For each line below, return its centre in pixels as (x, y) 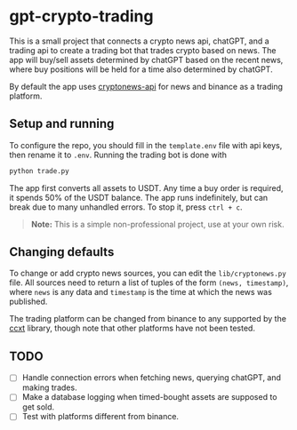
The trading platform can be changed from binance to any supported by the (148, 319)
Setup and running (62, 124)
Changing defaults (62, 252)
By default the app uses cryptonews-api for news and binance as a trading (146, 86)
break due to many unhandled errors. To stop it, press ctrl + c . (126, 207)
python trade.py (39, 171)
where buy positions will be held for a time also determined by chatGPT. (141, 69)
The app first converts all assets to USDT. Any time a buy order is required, (146, 187)
